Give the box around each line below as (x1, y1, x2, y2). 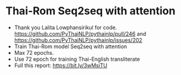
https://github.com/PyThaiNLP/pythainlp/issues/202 (14, 36, 142, 43)
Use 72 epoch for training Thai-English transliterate (14, 55, 141, 62)
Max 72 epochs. (14, 49, 54, 56)
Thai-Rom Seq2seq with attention (5, 4, 176, 18)
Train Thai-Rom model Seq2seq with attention (14, 43, 127, 50)
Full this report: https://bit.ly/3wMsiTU (14, 61, 108, 69)
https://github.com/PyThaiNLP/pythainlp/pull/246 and (14, 30, 146, 37)
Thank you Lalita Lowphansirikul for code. (14, 24, 117, 31)
